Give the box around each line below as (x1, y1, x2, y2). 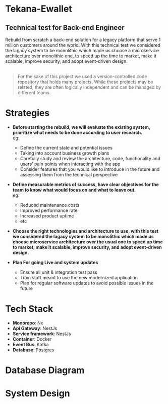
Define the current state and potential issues (20, 144, 113, 151)
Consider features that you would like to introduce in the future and (20, 166, 160, 172)
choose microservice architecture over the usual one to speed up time (12, 239, 163, 245)
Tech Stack (5, 303, 53, 315)
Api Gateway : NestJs (12, 325, 58, 331)
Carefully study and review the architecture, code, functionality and (20, 155, 160, 161)
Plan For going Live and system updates (12, 259, 98, 265)
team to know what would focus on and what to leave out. (12, 187, 136, 193)
